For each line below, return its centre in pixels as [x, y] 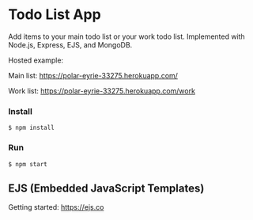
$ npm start [28, 164]
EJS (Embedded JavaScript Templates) [106, 188]
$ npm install [32, 128]
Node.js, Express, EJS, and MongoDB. [70, 44]
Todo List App [55, 15]
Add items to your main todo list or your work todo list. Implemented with [126, 36]
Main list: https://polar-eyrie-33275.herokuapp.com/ [93, 75]
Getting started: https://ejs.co [56, 207]
